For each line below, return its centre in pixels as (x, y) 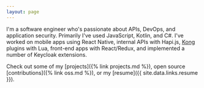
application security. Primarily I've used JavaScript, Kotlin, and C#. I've (95, 35)
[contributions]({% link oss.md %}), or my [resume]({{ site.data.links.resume (102, 72)
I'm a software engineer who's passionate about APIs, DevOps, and (91, 29)
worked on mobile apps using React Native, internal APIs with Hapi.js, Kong (101, 42)
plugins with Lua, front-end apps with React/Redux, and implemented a (96, 48)
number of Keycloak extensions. (47, 54)
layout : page (23, 12)
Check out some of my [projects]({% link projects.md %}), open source (96, 66)
